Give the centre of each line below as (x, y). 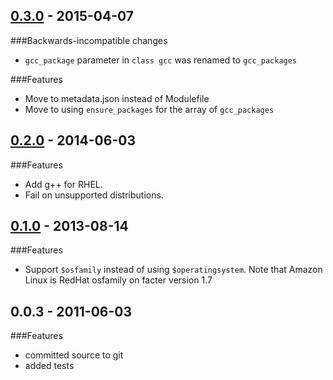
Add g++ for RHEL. (63, 184)
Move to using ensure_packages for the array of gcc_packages (149, 109)
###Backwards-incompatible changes (89, 40)
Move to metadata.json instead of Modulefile (117, 98)
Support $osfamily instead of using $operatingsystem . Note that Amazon (173, 270)
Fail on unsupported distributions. (94, 195)
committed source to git (74, 355)
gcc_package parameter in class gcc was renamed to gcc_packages (161, 60)
